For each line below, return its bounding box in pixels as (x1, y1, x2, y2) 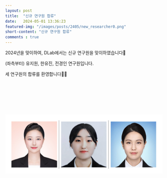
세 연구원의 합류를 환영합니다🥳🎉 (5, 71, 67, 77)
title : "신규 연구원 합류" (5, 13, 56, 19)
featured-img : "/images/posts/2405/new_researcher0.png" (5, 24, 126, 29)
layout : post (5, 8, 32, 13)
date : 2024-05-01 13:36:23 (5, 19, 66, 24)
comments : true (5, 35, 39, 40)
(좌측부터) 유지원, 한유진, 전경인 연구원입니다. (5, 60, 94, 66)
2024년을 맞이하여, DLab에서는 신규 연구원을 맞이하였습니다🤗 (5, 50, 126, 55)
